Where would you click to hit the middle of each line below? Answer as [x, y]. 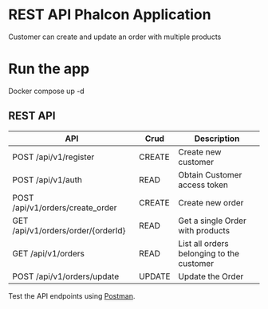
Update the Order [211, 276]
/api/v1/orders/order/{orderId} [69, 230]
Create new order [211, 202]
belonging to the [209, 253]
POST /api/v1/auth [47, 179]
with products [204, 230]
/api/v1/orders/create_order [65, 207]
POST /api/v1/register [53, 157]
